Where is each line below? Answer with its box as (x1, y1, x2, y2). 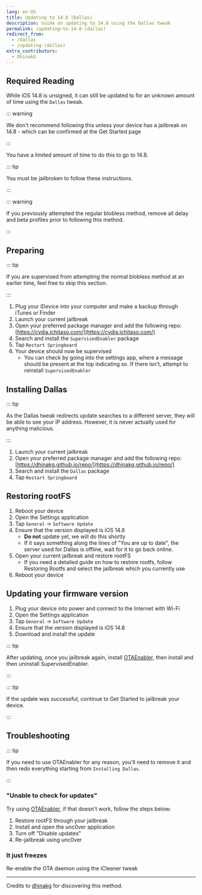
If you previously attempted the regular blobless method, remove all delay (6, 210, 189, 217)
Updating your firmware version (6, 589, 129, 599)
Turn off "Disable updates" (14, 829, 82, 837)
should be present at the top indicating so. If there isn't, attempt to (23, 360, 188, 368)
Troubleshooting (6, 730, 70, 741)
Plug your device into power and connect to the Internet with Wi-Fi (14, 605, 180, 612)
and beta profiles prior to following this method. (6, 216, 124, 224)
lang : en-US (6, 8, 36, 15)
